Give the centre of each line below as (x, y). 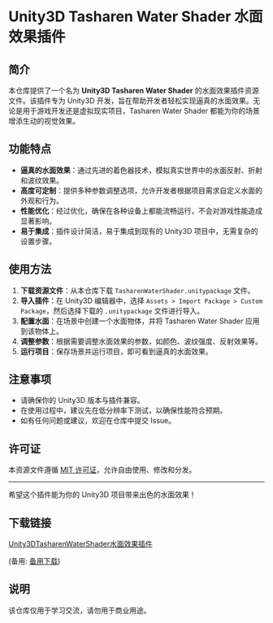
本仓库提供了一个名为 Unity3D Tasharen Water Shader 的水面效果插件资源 (134, 91)
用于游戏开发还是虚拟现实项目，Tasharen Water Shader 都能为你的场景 (141, 111)
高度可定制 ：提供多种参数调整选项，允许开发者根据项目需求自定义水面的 (141, 190)
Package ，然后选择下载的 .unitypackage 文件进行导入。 (112, 310)
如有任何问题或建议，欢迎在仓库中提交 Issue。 (98, 421)
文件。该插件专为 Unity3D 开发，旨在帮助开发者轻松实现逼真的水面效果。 (131, 101)
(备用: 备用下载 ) (35, 561)
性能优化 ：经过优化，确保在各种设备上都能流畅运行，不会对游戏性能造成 (141, 210)
